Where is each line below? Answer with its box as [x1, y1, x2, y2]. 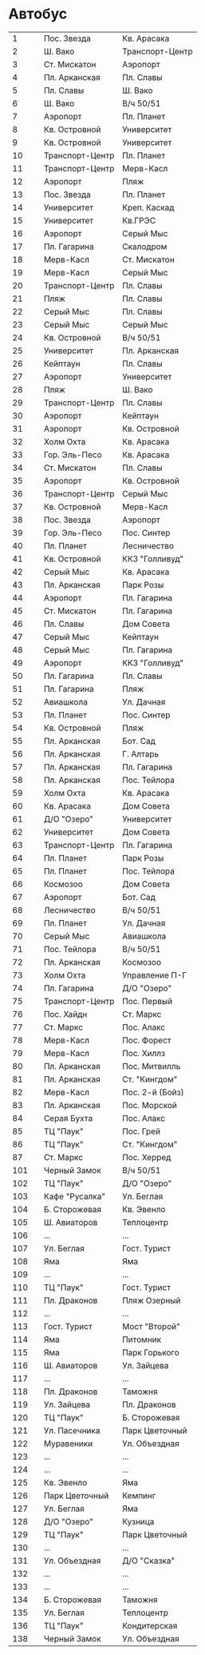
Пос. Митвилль [122, 1060, 181, 1071]
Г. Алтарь [122, 748, 160, 759]
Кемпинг [122, 1490, 156, 1501]
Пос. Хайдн [43, 1008, 88, 1019]
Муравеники [43, 1438, 93, 1449]
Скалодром [122, 241, 168, 252]
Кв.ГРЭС [122, 215, 156, 226]
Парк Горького [122, 1347, 179, 1358]
